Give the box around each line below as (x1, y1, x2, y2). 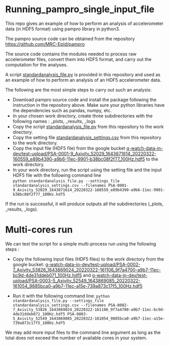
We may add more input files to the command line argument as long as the (5, 329, 161, 335)
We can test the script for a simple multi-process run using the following (5, 240, 156, 247)
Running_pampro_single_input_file (5, 4, 155, 15)
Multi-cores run (5, 224, 73, 236)
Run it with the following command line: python (12, 293, 110, 299)
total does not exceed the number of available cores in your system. (5, 334, 148, 341)
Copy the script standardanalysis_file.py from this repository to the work (12, 123, 164, 130)
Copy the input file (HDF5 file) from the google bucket (12, 145, 125, 151)
